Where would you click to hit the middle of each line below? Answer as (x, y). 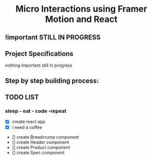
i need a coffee (27, 127)
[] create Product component (41, 147)
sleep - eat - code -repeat (36, 111)
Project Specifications (39, 54)
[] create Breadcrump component (45, 137)
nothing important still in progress (39, 65)
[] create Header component (40, 142)
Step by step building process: (52, 80)
